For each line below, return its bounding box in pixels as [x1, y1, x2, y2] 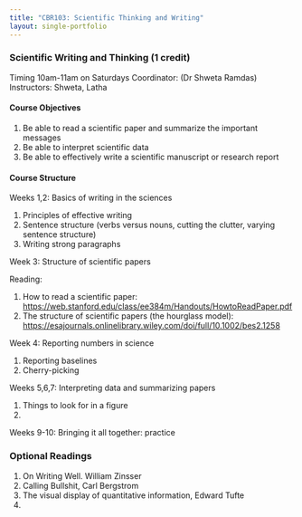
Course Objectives [9, 102, 81, 113]
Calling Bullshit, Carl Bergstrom [22, 480, 139, 491]
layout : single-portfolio [9, 22, 107, 31]
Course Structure [9, 172, 77, 183]
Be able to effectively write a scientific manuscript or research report [22, 151, 279, 162]
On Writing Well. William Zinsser [22, 470, 142, 481]
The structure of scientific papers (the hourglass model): [22, 311, 234, 321]
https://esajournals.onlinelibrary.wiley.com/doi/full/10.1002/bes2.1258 [22, 321, 280, 331]
